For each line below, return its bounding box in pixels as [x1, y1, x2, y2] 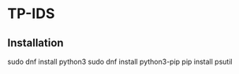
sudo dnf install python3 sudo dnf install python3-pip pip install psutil [7, 57, 233, 66]
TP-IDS [7, 5, 55, 23]
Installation [7, 36, 64, 50]
